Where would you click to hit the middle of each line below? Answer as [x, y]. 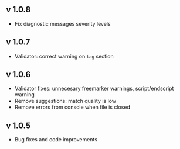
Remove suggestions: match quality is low [65, 101]
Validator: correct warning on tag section [64, 56]
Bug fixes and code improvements [56, 140]
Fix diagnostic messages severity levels [62, 23]
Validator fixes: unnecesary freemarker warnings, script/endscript [94, 89]
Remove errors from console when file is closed [72, 107]
